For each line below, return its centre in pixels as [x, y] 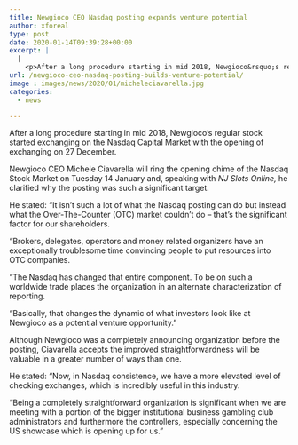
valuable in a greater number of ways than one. [95, 359]
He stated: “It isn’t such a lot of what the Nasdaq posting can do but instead [148, 205]
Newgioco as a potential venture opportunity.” [93, 323]
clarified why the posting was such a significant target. [110, 188]
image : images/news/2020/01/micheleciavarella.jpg [106, 83]
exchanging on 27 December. [63, 152]
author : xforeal [39, 26]
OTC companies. [40, 260]
